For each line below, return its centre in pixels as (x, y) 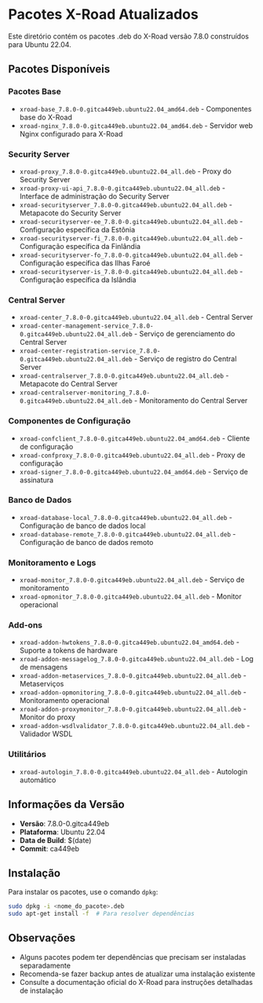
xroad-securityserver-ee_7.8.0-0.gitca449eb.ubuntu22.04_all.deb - (131, 221)
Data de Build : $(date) (55, 840)
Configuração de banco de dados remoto (86, 542)
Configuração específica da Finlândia (80, 246)
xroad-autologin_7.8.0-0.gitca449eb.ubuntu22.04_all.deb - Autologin (133, 771)
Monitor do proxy (47, 717)
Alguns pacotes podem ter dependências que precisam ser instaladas (133, 957)
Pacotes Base (35, 92)
